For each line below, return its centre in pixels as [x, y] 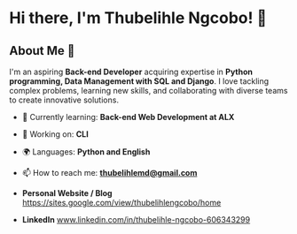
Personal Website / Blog [67, 193]
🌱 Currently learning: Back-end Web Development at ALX [128, 117]
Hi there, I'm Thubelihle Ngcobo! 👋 [138, 18]
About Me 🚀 [42, 51]
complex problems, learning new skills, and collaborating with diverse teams [148, 91]
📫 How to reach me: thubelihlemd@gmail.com [109, 173]
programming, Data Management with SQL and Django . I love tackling [139, 81]
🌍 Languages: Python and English [86, 152]
